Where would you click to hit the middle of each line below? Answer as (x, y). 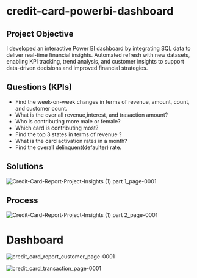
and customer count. (41, 108)
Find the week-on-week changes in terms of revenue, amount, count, (102, 101)
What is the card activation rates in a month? (71, 141)
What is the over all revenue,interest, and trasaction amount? (91, 115)
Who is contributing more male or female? (68, 121)
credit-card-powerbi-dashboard (90, 11)
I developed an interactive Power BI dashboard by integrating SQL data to (99, 48)
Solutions (25, 166)
